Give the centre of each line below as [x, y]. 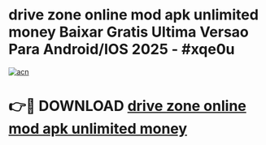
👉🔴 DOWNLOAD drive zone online [127, 106]
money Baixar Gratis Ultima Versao [129, 32]
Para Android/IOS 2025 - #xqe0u [122, 49]
